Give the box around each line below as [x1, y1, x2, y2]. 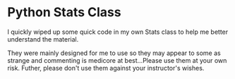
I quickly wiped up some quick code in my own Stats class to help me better [7, 28, 229, 36]
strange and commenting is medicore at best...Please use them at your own [7, 56, 227, 64]
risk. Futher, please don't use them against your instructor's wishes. [7, 63, 205, 72]
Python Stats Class [7, 4, 121, 20]
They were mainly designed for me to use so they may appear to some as [7, 49, 221, 57]
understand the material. [7, 35, 79, 43]
